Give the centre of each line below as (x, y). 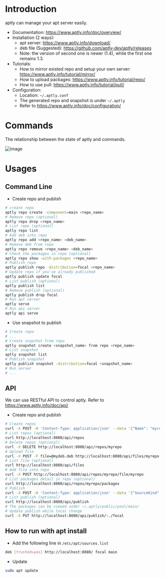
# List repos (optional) (30, 433)
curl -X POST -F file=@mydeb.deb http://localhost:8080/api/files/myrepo (82, 456)
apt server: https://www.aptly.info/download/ (65, 42)
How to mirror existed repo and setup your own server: (75, 69)
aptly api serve (22, 313)
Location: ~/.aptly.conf (44, 95)
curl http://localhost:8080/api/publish (47, 502)
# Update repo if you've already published (50, 272)
